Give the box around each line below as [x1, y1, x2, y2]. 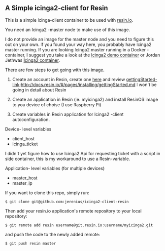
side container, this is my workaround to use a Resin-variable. [5, 156, 131, 162]
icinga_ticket [12, 141, 38, 147]
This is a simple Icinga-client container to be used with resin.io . [5, 17, 133, 23]
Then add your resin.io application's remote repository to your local [5, 208, 142, 214]
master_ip [12, 180, 33, 186]
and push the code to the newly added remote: [5, 231, 100, 237]
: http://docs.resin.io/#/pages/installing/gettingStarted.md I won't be [19, 82, 157, 87]
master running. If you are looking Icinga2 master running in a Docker [5, 46, 146, 52]
